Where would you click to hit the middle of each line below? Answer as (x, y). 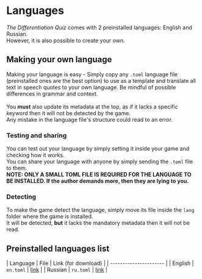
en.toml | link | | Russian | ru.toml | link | (57, 270)
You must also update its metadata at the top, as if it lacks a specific (92, 107)
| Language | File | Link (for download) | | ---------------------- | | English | (100, 263)
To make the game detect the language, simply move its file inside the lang (100, 210)
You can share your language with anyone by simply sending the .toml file (100, 161)
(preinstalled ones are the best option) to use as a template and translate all (101, 80)
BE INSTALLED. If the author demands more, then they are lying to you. (98, 181)
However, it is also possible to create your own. (66, 40)
